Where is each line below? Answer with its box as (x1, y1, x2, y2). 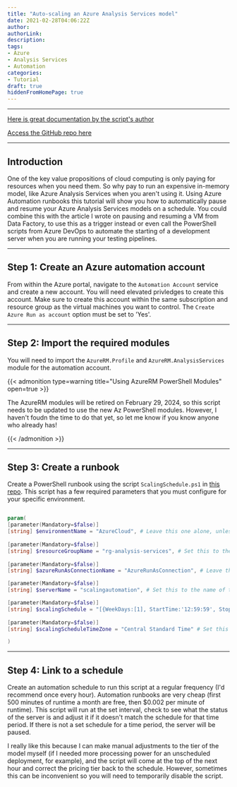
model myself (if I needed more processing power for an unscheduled (7, 749, 210, 758)
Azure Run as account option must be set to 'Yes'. (7, 310, 152, 318)
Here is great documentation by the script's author (7, 115, 154, 123)
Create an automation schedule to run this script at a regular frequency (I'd (7, 683, 225, 692)
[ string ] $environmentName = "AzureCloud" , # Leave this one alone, (7, 528, 213, 535)
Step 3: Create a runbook (7, 461, 120, 473)
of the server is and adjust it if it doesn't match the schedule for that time (7, 713, 219, 721)
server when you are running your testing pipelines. (7, 234, 157, 243)
